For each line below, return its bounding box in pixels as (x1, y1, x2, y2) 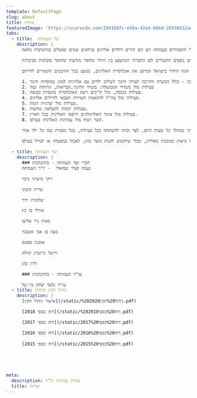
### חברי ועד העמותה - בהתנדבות (21, 160, 90, 166)
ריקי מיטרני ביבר (21, 176, 53, 182)
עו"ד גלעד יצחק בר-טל (21, 282, 66, 288)
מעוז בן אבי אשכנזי (21, 229, 58, 235)
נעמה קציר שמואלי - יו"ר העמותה (21, 165, 91, 171)
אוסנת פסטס (21, 240, 45, 245)
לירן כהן (21, 261, 37, 267)
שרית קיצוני (21, 186, 43, 193)
